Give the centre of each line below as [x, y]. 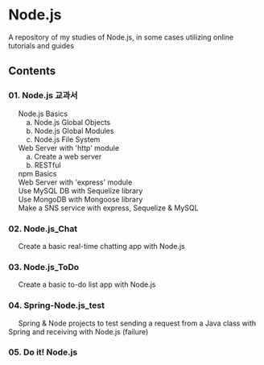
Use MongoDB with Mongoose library [80, 199]
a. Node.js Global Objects [68, 122]
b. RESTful [44, 165]
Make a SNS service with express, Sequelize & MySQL [108, 208]
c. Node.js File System [63, 139]
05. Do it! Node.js [43, 352]
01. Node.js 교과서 [43, 96]
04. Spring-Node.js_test [56, 305]
